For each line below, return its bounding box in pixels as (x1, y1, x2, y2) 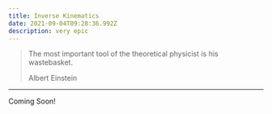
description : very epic (8, 27, 89, 35)
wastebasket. (28, 57, 74, 67)
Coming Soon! (8, 96, 57, 106)
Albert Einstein (28, 74, 78, 83)
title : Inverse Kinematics (8, 11, 100, 20)
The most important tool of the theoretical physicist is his (28, 49, 219, 59)
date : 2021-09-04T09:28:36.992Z (8, 19, 117, 27)
